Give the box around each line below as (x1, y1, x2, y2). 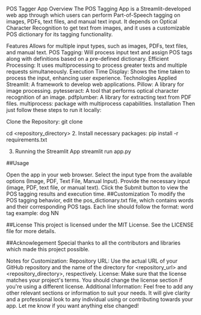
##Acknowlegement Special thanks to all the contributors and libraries (6, 239, 181, 246)
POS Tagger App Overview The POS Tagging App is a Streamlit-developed (6, 5, 191, 12)
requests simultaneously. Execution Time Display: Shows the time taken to (6, 68, 191, 75)
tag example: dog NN (6, 210, 59, 216)
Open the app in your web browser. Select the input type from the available (6, 171, 193, 178)
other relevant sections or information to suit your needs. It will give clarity (6, 289, 191, 296)
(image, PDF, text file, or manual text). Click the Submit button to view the (6, 184, 188, 191)
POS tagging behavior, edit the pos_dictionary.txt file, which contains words (6, 197, 194, 204)
